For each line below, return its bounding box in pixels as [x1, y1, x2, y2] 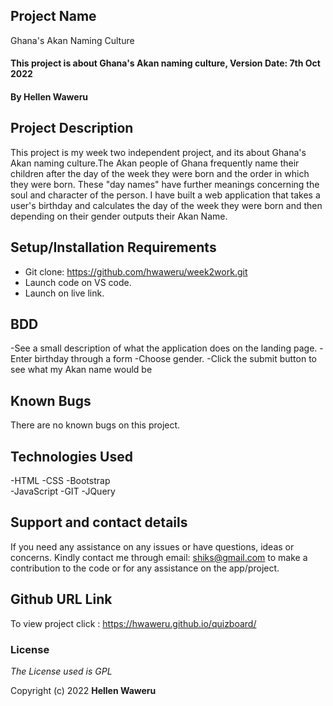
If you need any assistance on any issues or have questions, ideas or [10, 540, 295, 553]
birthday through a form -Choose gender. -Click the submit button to [34, 353, 317, 365]
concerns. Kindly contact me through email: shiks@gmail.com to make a [10, 551, 308, 563]
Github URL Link [10, 591, 113, 608]
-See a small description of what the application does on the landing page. [10, 342, 318, 354]
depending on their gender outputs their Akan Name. [10, 210, 228, 222]
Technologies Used [10, 448, 133, 465]
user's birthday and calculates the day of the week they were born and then [10, 199, 323, 211]
